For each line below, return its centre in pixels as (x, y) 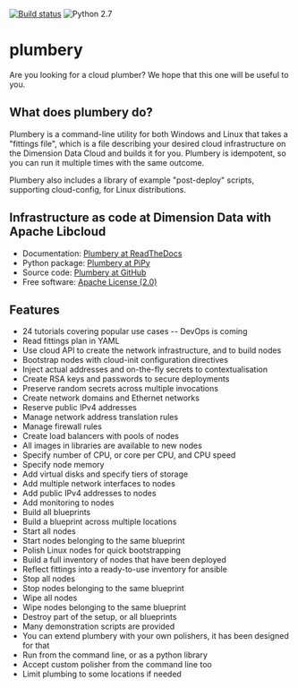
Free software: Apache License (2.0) (89, 281)
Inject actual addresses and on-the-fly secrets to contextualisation (145, 370)
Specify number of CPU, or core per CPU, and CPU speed (129, 455)
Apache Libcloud (58, 232)
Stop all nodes (49, 579)
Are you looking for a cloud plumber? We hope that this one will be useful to (149, 74)
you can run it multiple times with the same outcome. (107, 162)
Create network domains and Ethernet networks (111, 398)
